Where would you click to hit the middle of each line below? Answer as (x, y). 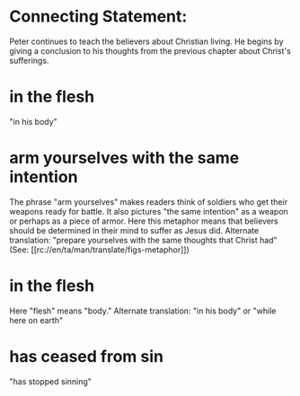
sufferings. (29, 60)
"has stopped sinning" (51, 381)
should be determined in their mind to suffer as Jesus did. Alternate (134, 230)
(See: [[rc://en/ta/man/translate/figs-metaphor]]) (100, 250)
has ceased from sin (87, 356)
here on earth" (36, 320)
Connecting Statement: (98, 17)
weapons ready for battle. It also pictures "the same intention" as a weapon (149, 211)
